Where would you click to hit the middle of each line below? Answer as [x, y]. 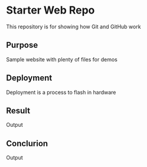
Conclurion [27, 143]
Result [18, 111]
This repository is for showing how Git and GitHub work [73, 27]
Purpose [22, 45]
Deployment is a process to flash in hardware [61, 92]
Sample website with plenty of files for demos [62, 59]
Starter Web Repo [50, 10]
